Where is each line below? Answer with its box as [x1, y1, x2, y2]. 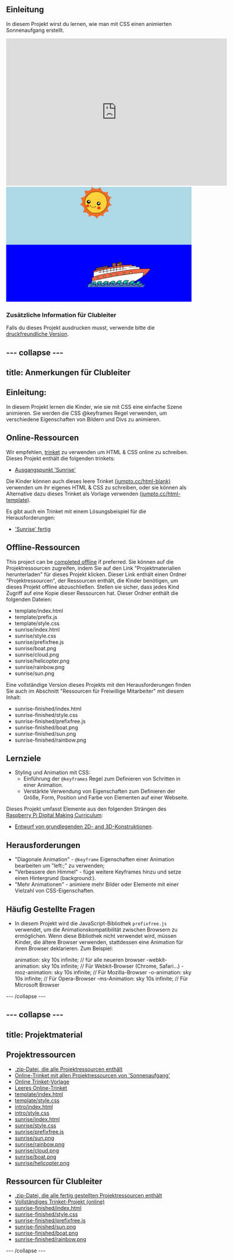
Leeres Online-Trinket [14, 1084, 68, 1092]
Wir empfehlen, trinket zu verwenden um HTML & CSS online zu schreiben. [6, 448, 188, 455]
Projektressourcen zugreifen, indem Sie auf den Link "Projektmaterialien [6, 564, 181, 571]
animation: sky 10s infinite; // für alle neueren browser [14, 956, 145, 963]
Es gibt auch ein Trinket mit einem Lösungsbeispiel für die [6, 508, 147, 515]
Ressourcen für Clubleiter [6, 1176, 103, 1186]
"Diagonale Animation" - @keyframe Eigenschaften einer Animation [14, 856, 175, 863]
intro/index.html [14, 1103, 53, 1110]
